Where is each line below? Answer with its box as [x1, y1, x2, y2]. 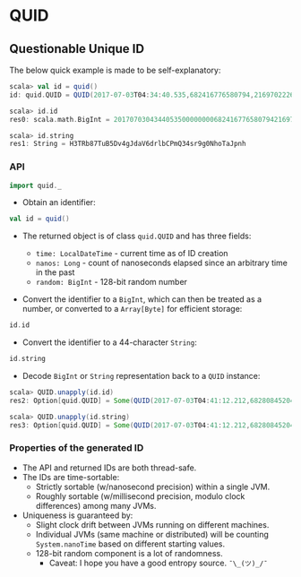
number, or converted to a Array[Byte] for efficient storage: [21, 304, 243, 314]
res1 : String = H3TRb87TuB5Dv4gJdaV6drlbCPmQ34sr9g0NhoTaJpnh [9, 140, 246, 149]
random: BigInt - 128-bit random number [35, 277, 188, 288]
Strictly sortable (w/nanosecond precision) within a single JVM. [35, 481, 271, 492]
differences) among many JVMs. [35, 500, 157, 511]
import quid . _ [9, 181, 63, 190]
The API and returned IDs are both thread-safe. [21, 462, 197, 473]
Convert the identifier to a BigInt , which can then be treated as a [21, 294, 262, 305]
